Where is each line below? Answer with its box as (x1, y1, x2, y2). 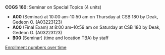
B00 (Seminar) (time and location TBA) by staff (12, 35, 109, 41)
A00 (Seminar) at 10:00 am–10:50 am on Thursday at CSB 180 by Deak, (12, 14, 159, 19)
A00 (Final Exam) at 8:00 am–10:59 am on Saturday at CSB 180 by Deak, (12, 24, 161, 30)
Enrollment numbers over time (5, 45, 67, 50)
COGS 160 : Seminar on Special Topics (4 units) (5, 4, 102, 10)
